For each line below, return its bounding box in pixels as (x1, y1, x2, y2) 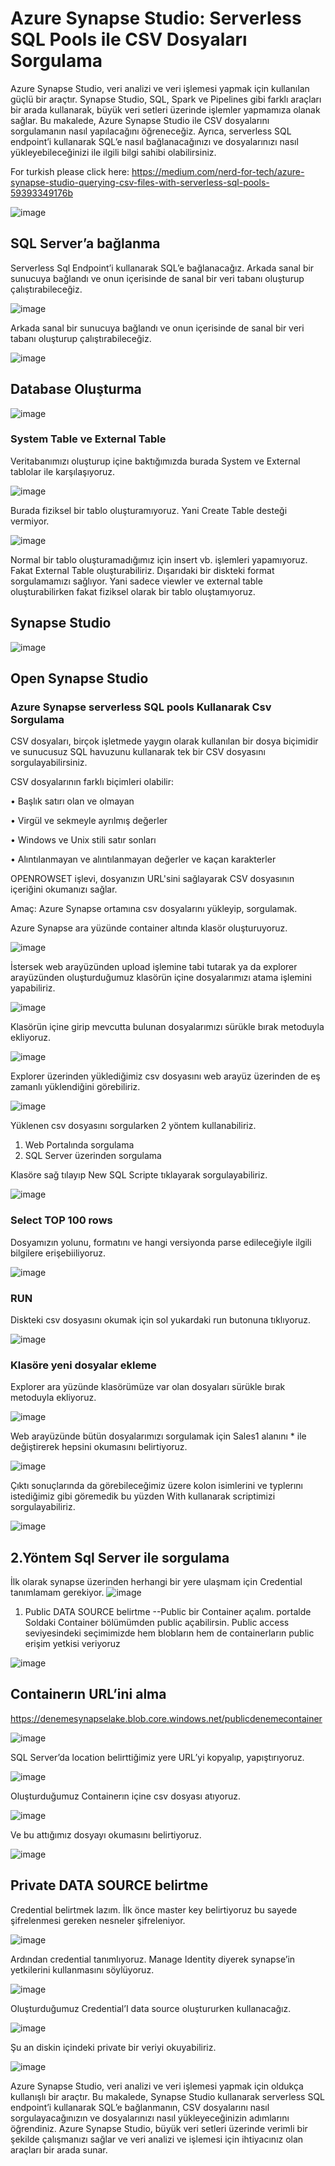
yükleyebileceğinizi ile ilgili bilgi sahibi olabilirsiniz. (10, 146, 217, 158)
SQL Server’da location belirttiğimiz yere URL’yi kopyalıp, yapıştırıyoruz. (10, 1751, 305, 1763)
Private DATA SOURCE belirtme (10, 1877, 209, 1894)
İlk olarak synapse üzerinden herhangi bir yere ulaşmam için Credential (10, 1576, 303, 1588)
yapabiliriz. (10, 982, 56, 994)
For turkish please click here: (10, 165, 130, 177)
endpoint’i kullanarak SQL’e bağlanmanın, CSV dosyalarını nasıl (10, 2101, 270, 2113)
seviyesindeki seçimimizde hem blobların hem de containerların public (24, 1627, 315, 1639)
